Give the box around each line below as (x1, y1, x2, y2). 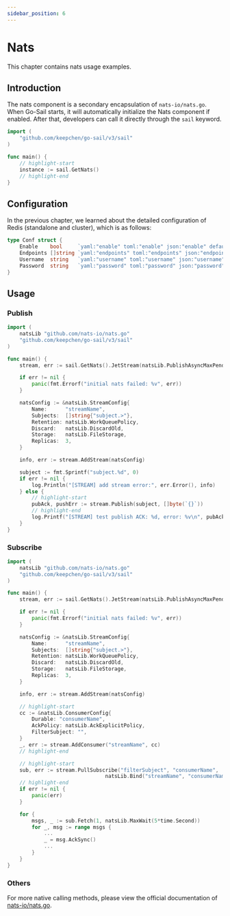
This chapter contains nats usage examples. (7, 62, 132, 71)
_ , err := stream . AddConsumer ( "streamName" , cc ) (19, 741, 161, 748)
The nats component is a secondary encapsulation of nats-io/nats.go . (7, 100, 207, 108)
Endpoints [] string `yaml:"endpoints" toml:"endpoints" (19, 249, 183, 256)
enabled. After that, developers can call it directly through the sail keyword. (7, 115, 222, 124)
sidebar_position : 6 (7, 10, 66, 17)
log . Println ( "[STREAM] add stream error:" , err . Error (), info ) (31, 481, 216, 488)
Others (7, 878, 31, 888)
